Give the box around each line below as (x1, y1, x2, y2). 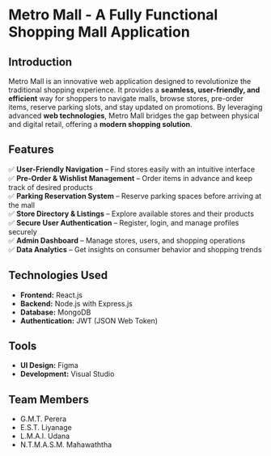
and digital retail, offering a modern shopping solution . (8, 120, 193, 129)
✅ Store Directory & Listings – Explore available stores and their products (8, 209, 255, 218)
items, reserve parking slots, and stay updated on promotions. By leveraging (8, 103, 263, 112)
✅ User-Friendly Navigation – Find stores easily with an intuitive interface (8, 164, 256, 174)
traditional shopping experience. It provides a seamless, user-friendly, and (8, 85, 260, 95)
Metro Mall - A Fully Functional (8, 6, 218, 24)
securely (8, 226, 38, 236)
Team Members (8, 392, 89, 406)
